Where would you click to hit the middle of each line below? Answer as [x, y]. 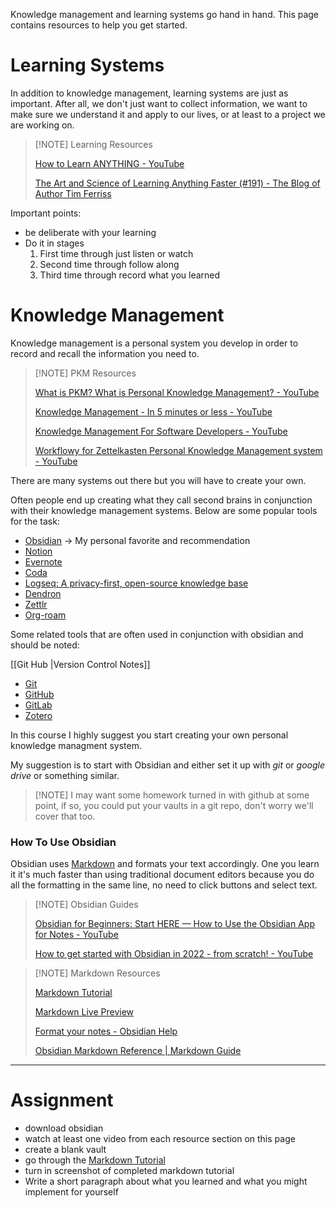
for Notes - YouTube [76, 935]
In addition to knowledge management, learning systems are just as [149, 93]
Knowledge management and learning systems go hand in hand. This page [165, 14]
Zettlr [36, 604]
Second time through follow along [109, 264]
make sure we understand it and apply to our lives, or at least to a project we [168, 114]
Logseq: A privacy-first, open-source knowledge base [136, 583]
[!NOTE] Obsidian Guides [86, 905]
